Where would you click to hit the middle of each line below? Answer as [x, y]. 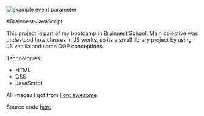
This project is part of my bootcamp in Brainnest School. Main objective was [102, 33]
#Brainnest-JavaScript [35, 21]
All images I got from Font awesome [52, 95]
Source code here [29, 107]
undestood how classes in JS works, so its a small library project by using [99, 40]
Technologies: [24, 58]
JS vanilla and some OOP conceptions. [55, 46]
